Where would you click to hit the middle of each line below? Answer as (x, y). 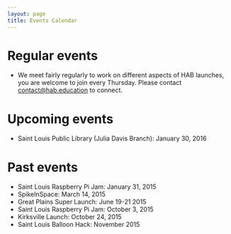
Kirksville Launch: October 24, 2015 (69, 217)
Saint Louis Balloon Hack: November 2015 (79, 225)
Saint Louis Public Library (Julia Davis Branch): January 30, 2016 (112, 138)
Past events (43, 167)
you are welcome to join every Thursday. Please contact (100, 83)
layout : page (27, 14)
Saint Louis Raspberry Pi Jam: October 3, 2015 (85, 209)
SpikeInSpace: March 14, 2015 (62, 194)
